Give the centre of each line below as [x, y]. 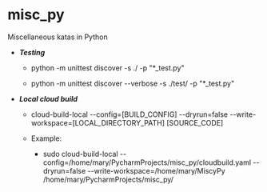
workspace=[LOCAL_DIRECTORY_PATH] [98, 122]
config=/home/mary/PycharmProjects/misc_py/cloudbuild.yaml [147, 162]
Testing [32, 52]
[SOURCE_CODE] [195, 122]
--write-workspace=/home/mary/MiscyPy [156, 170]
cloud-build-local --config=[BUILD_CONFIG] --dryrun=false [130, 114]
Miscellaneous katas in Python [58, 37]
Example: [46, 138]
